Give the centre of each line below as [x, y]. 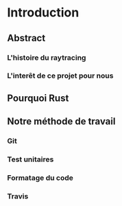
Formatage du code [40, 178]
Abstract [26, 38]
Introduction [43, 13]
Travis [18, 196]
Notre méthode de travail [61, 122]
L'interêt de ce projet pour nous [60, 76]
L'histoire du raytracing [47, 58]
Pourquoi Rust [38, 98]
